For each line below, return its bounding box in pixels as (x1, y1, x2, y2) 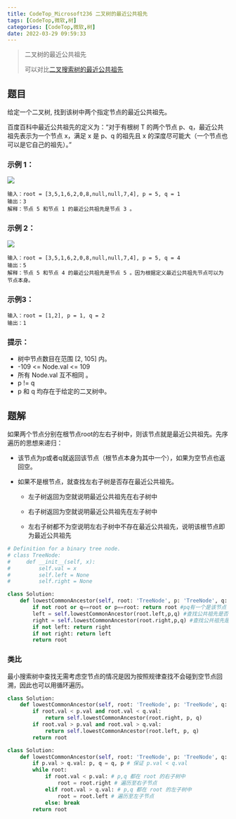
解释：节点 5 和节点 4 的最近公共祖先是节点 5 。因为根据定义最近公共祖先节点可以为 (7, 269, 224, 276)
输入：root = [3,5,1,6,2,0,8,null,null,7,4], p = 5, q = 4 (7, 254, 181, 261)
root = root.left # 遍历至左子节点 (57, 792, 155, 800)
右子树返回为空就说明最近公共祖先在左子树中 (27, 507, 158, 516)
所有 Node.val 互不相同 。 (17, 371, 93, 379)
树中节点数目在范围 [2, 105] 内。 (17, 355, 111, 363)
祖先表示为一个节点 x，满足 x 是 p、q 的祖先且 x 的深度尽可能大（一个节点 (7, 132, 222, 140)
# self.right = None (7, 578, 93, 585)
